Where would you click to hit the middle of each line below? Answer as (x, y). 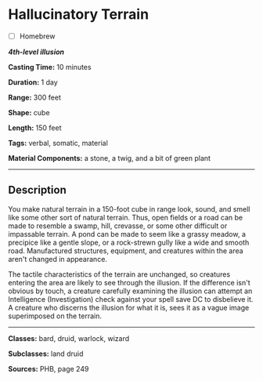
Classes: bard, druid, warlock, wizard (69, 338)
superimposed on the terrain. (55, 316)
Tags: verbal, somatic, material (58, 143)
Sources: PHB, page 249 (49, 368)
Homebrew (37, 36)
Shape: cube (29, 112)
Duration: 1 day (33, 82)
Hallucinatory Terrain (79, 15)
